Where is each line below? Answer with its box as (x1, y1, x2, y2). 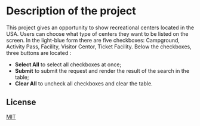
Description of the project (6, 4, 136, 18)
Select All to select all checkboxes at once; (14, 61, 122, 68)
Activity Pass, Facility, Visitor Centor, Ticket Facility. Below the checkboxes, (6, 43, 192, 50)
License (6, 97, 36, 107)
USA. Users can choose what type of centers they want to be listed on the (6, 30, 189, 37)
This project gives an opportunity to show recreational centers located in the (6, 24, 195, 31)
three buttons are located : (6, 49, 72, 56)
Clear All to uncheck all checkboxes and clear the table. (14, 79, 153, 87)
